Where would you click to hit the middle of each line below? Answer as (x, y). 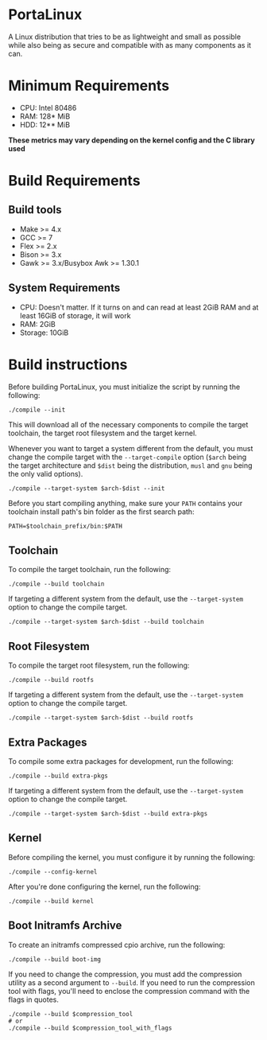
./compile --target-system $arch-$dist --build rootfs (101, 718)
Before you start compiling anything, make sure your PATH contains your (126, 503)
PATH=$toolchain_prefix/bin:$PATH (66, 526)
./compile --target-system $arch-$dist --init (87, 488)
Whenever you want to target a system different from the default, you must (131, 448)
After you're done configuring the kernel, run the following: (104, 886)
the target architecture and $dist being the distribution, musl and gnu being (130, 465)
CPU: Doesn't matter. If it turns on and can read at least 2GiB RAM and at (139, 307)
